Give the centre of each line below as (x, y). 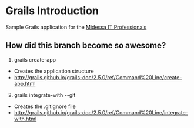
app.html (25, 83)
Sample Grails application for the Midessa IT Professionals (76, 27)
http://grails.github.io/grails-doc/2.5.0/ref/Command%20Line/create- (98, 77)
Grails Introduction (52, 11)
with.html (25, 119)
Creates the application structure (54, 71)
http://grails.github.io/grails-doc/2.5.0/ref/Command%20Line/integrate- (101, 112)
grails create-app (35, 59)
